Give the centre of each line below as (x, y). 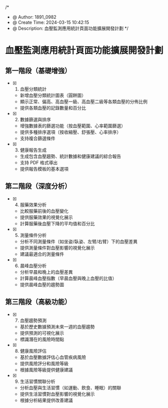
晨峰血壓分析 (33, 266)
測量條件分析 (33, 235)
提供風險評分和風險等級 (44, 363)
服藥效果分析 (33, 205)
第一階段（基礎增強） (38, 71)
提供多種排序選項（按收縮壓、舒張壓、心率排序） (70, 132)
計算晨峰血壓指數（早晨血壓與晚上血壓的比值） (68, 278)
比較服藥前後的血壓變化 (44, 211)
